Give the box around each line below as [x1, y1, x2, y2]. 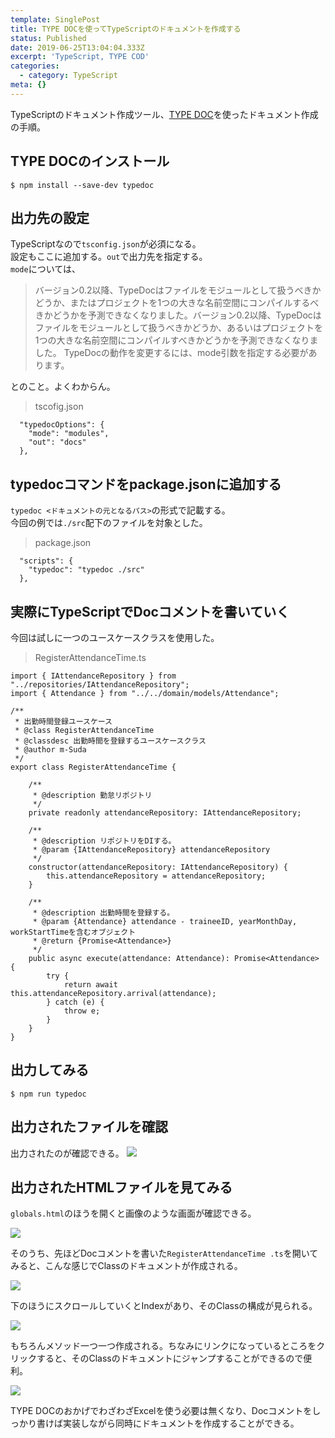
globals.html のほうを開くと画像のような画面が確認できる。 [10, 1207, 257, 1220]
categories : [10, 61, 60, 71]
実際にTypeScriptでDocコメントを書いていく [10, 603, 290, 620]
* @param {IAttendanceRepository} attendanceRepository [32, 845, 271, 855]
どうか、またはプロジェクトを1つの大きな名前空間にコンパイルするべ [34, 297, 320, 309]
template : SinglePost [10, 14, 101, 25]
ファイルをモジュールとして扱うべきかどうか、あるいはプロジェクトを [34, 322, 324, 334]
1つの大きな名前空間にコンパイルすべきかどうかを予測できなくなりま [34, 334, 319, 346]
